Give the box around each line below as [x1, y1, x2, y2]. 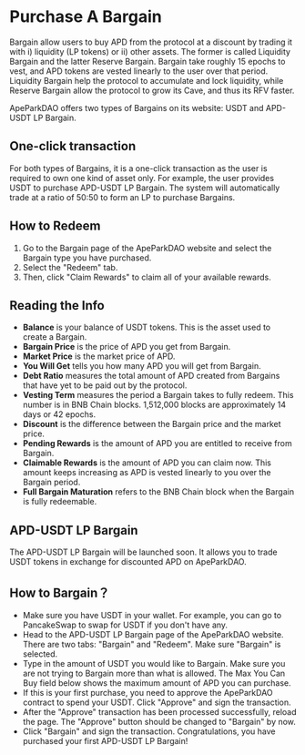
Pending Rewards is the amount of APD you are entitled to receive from [22, 438, 293, 449]
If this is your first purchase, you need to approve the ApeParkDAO [22, 688, 273, 698]
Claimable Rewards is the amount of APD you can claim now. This [22, 457, 271, 468]
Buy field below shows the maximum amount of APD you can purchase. [22, 678, 291, 689]
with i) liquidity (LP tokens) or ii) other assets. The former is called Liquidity [9, 46, 291, 56]
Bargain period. [22, 476, 81, 488]
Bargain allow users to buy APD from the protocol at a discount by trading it [9, 36, 293, 47]
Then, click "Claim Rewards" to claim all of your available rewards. [22, 271, 271, 282]
